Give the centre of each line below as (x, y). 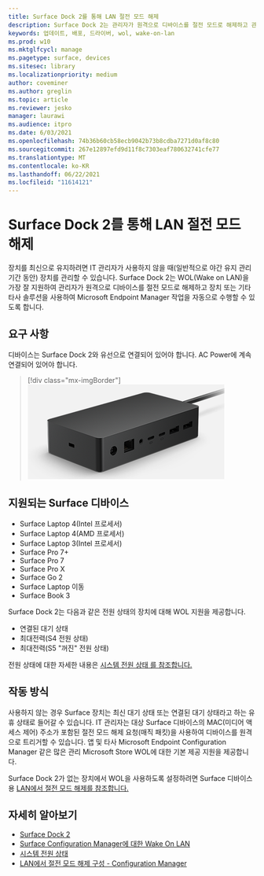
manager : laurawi (37, 116)
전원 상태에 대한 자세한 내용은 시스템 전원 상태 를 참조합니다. (100, 664)
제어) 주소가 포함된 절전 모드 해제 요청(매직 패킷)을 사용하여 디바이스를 (130, 732)
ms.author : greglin (40, 91)
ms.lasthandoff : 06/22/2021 (54, 174)
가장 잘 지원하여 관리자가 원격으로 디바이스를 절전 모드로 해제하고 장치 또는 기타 (130, 288)
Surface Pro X (42, 569)
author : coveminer (38, 83)
